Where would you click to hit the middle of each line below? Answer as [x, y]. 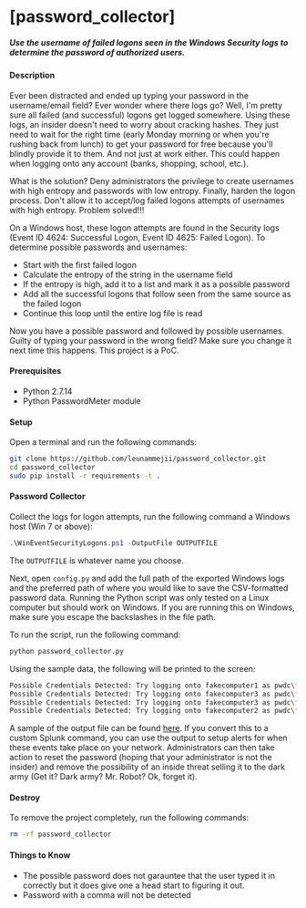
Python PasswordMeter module [82, 401]
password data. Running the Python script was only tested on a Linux [139, 597]
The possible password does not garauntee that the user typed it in [149, 875]
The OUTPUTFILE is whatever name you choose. [97, 560]
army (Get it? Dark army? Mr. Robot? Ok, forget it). [103, 777]
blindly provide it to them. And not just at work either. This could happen [145, 153]
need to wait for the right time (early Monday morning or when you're [140, 134]
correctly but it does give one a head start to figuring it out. [133, 885]
